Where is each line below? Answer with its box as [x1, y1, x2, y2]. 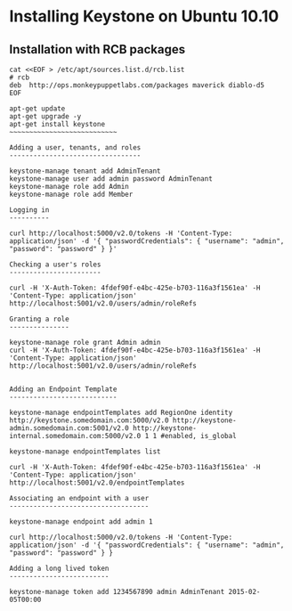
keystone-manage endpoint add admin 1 [9, 517, 153, 526]
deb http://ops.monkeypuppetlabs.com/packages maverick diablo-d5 [9, 81, 265, 90]
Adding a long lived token [9, 564, 109, 573]
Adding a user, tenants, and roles [9, 143, 142, 152]
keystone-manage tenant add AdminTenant [9, 167, 162, 175]
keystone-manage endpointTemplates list [9, 447, 162, 456]
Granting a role [9, 314, 69, 323]
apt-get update [9, 104, 66, 113]
